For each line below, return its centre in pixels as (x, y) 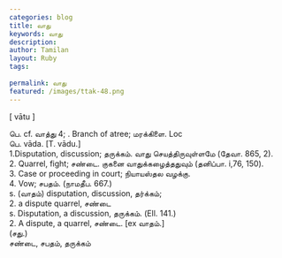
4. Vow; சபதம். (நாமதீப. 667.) (61, 183)
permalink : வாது (38, 83)
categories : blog (41, 17)
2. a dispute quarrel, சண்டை (60, 203)
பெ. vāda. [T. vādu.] (45, 143)
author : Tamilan (39, 50)
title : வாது (30, 26)
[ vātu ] (22, 117)
